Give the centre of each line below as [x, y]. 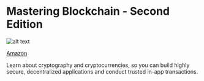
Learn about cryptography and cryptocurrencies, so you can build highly [98, 65]
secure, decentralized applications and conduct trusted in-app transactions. [102, 71]
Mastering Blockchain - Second [88, 11]
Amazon [17, 53]
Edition [25, 24]
